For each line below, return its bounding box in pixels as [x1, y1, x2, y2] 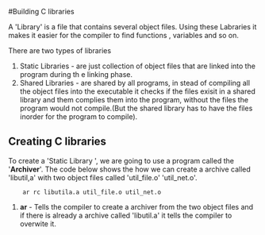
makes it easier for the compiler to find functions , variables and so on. [8, 31, 240, 40]
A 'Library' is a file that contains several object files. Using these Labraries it [8, 22, 257, 31]
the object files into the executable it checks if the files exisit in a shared [19, 87, 255, 96]
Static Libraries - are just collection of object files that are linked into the [19, 61, 256, 71]
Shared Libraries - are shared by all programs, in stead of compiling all [19, 79, 251, 87]
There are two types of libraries [8, 46, 112, 55]
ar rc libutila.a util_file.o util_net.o [22, 188, 161, 196]
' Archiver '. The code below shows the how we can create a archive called [8, 164, 252, 174]
